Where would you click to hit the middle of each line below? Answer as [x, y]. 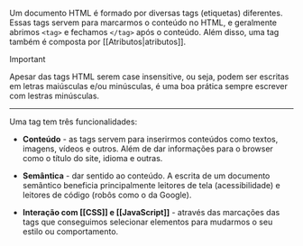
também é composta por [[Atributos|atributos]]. [98, 41]
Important [28, 59]
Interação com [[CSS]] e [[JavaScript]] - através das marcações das [151, 212]
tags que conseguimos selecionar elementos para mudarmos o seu [147, 222]
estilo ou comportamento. [70, 232]
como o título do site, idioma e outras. [92, 158]
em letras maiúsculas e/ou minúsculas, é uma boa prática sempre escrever [149, 86]
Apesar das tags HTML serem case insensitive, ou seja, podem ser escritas [149, 77]
